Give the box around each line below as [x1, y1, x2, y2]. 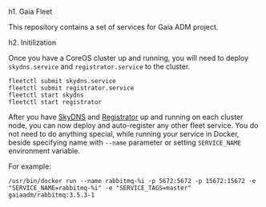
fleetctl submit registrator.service [8, 84, 135, 92]
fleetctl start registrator [8, 98, 103, 106]
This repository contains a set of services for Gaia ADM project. [8, 22, 219, 31]
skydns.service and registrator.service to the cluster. [8, 62, 191, 71]
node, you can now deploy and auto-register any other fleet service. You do [8, 121, 259, 130]
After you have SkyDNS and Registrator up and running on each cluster [8, 112, 244, 121]
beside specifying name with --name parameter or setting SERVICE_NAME [8, 137, 242, 147]
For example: [8, 161, 52, 171]
